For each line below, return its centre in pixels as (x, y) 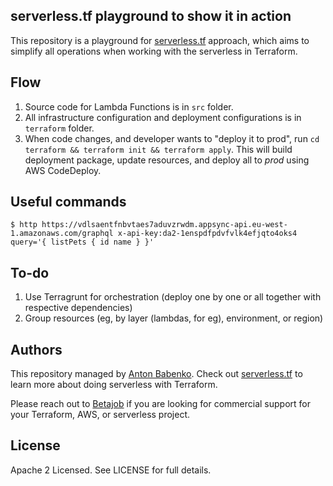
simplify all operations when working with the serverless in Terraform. (154, 51)
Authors (36, 349)
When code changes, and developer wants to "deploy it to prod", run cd (172, 138)
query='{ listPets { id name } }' (82, 242)
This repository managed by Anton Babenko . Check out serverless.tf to (156, 374)
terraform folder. (59, 128)
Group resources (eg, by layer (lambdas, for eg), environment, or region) (174, 318)
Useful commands (68, 202)
